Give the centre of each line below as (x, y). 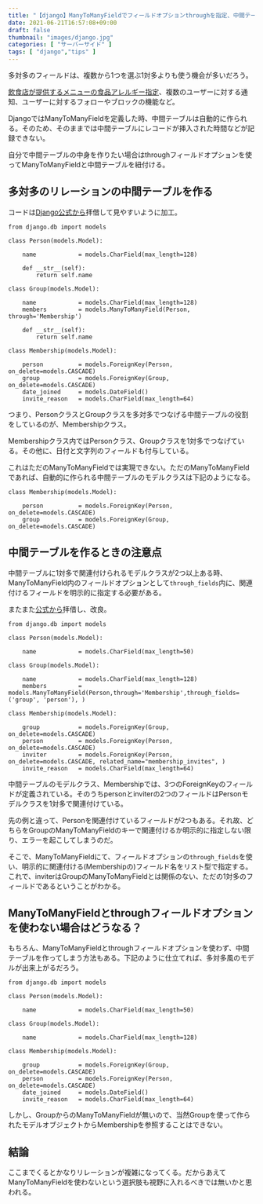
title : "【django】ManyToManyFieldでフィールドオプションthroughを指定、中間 (126, 15)
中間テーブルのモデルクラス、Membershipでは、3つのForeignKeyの (117, 784)
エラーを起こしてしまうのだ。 (69, 840)
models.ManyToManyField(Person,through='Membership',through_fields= (124, 693)
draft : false (29, 30)
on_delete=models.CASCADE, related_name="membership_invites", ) (117, 761)
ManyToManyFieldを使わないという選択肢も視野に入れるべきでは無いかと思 (130, 1182)
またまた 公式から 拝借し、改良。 (59, 609)
